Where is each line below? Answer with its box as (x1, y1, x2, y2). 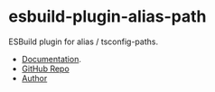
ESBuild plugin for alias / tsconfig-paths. (8, 36, 159, 47)
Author (21, 72, 48, 83)
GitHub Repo (21, 63, 70, 74)
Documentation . (21, 53, 82, 64)
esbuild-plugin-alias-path (8, 6, 207, 27)
